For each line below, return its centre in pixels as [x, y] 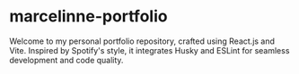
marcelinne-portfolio [88, 16]
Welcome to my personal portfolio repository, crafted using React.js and [142, 41]
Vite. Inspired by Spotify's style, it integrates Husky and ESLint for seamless [149, 50]
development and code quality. [66, 60]
